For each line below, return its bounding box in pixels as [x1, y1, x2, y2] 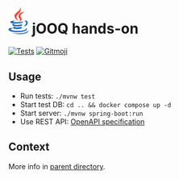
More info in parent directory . [8, 161, 106, 171]
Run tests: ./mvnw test [19, 91, 95, 101]
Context [8, 140, 50, 154]
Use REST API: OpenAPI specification [19, 117, 145, 127]
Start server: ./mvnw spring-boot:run [19, 108, 144, 119]
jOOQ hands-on [31, 19, 139, 38]
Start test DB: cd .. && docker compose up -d [19, 100, 172, 110]
